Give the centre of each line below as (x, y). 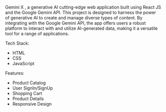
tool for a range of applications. (37, 34)
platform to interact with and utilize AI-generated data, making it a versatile (82, 28)
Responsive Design (32, 104)
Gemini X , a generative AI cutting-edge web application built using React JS (83, 7)
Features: (15, 73)
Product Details (28, 99)
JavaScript (23, 63)
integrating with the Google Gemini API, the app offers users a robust (76, 23)
